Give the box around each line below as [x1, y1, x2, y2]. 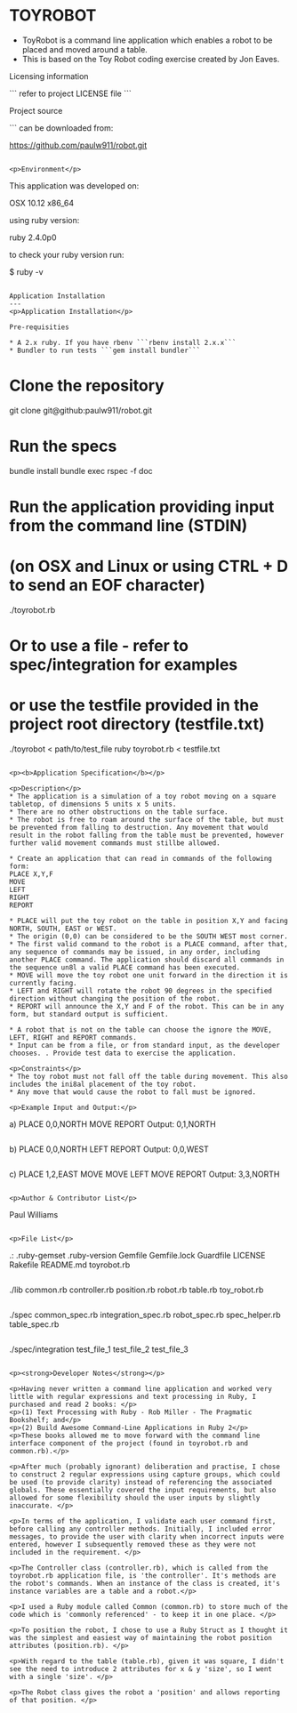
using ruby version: [9, 214, 80, 225]
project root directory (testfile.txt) [9, 714, 265, 735]
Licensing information [9, 70, 89, 81]
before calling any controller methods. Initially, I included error [9, 1524, 273, 1534]
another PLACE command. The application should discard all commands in [9, 955, 285, 965]
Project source [9, 105, 63, 116]
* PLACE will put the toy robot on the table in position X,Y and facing [9, 917, 289, 926]
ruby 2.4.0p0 [9, 232, 57, 243]
